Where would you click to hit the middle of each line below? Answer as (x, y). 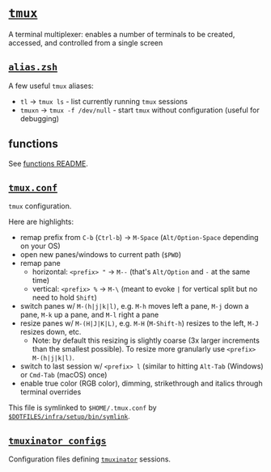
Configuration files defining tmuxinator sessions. (90, 459)
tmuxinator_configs (57, 440)
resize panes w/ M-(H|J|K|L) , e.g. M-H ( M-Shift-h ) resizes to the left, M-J (139, 323)
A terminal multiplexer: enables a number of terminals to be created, (122, 34)
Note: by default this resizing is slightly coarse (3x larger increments (146, 340)
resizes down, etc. (51, 332)
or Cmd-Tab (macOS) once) (64, 375)
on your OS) (40, 246)
